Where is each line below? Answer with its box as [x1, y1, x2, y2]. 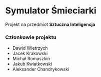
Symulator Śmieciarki [5, 5, 96, 16]
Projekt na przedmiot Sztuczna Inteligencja [5, 21, 95, 27]
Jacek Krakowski [12, 50, 48, 57]
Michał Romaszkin [12, 56, 50, 62]
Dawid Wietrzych [12, 45, 48, 51]
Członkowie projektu [5, 34, 56, 41]
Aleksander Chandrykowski [12, 66, 69, 72]
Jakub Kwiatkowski [12, 61, 52, 67]
